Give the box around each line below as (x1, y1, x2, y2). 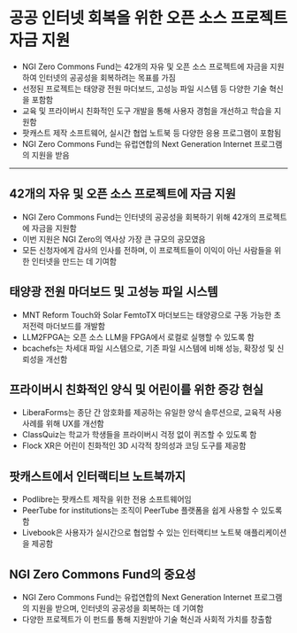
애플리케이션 (243, 528, 287, 538)
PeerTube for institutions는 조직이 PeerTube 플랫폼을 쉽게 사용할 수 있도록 (21, 506, 283, 516)
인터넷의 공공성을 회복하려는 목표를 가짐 (38, 72, 177, 82)
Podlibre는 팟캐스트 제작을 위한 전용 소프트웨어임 (21, 494, 192, 505)
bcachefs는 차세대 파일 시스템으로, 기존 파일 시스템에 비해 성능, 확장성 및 (21, 343, 276, 353)
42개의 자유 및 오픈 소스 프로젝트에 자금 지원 (9, 187, 236, 202)
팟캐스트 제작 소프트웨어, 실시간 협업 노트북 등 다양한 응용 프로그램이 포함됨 (21, 127, 282, 138)
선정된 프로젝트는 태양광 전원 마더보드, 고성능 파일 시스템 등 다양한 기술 (21, 83, 268, 94)
